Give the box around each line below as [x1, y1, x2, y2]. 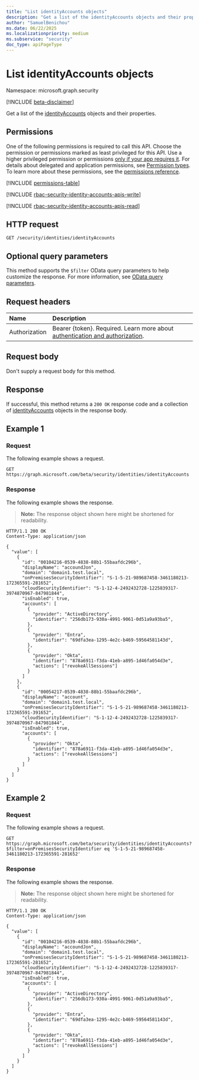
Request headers [6, 297, 71, 307]
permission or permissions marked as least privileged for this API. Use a [6, 149, 182, 156]
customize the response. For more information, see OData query [6, 273, 163, 280]
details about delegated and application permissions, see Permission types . [6, 161, 191, 169]
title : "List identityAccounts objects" [6, 8, 108, 15]
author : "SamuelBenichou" [6, 20, 70, 25]
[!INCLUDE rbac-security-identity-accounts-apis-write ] [6, 191, 141, 198]
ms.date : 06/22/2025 [6, 25, 57, 31]
